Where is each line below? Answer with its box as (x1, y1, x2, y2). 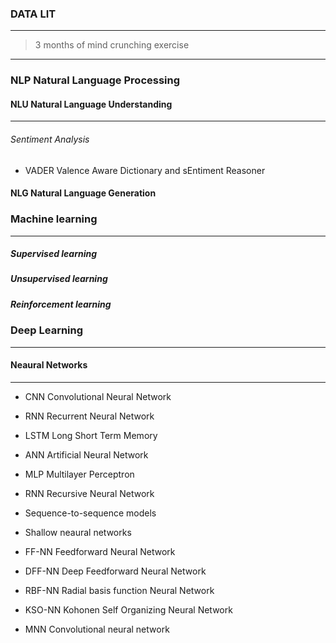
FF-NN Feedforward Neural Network (24, 545, 176, 557)
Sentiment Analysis (10, 133, 90, 146)
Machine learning (10, 212, 98, 226)
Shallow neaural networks (24, 526, 132, 538)
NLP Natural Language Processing (10, 73, 181, 87)
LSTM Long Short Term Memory (24, 429, 158, 441)
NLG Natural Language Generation (10, 187, 157, 199)
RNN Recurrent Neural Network (24, 410, 155, 422)
